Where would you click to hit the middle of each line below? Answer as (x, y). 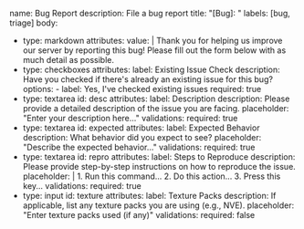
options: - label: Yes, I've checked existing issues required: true (142, 89)
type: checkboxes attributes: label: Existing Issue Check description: (151, 69)
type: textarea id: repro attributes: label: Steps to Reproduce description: (159, 157)
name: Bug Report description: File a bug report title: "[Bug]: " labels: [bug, (150, 13)
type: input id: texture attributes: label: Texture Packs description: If (149, 196)
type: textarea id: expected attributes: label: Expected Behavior (141, 128)
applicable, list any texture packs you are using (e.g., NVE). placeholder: (158, 205)
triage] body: (34, 23)
